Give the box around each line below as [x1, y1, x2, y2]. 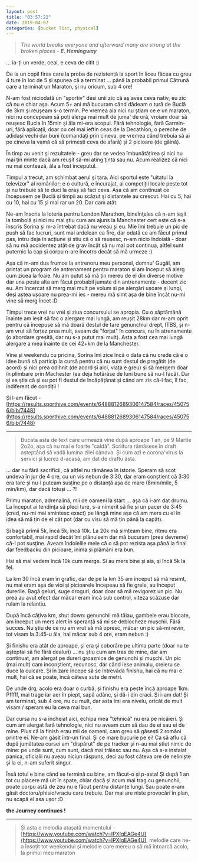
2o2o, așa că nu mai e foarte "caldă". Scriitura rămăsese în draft [20, 443, 177, 450]
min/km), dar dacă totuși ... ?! [6, 486, 77, 493]
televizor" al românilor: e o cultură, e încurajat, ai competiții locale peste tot [6, 180, 188, 187]
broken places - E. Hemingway [20, 48, 97, 55]
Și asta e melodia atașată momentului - [20, 824, 115, 831]
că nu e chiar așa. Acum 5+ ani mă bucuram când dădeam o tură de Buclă [6, 101, 186, 108]
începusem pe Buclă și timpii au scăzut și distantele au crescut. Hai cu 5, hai [6, 193, 192, 200]
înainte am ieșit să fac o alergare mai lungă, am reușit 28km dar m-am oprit [6, 315, 189, 322]
